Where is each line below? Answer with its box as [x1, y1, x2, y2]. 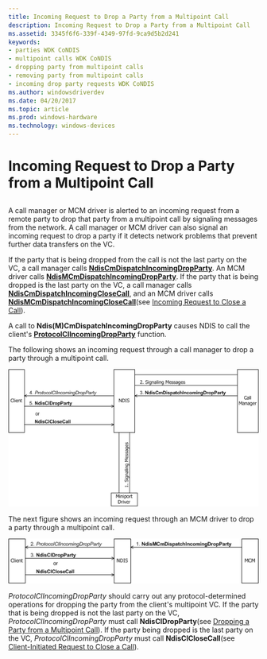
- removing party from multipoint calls [8, 72, 145, 79]
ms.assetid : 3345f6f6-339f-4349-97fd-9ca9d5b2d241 [8, 29, 180, 37]
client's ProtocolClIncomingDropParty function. [8, 329, 167, 339]
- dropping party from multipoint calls [8, 64, 145, 72]
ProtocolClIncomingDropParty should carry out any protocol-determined [8, 591, 246, 601]
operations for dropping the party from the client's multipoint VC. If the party [8, 600, 259, 610]
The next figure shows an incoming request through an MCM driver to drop [8, 514, 254, 524]
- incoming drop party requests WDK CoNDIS [8, 79, 155, 87]
